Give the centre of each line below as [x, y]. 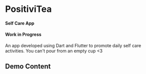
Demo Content [28, 66]
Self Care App [20, 23]
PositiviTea [28, 9]
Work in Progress [23, 35]
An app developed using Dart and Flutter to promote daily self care [73, 45]
